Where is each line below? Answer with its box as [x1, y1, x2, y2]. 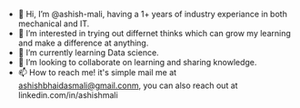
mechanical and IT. [17, 18, 90, 29]
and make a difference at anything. [17, 37, 149, 48]
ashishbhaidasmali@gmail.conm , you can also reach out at [17, 80, 238, 91]
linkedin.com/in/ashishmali [17, 90, 118, 100]
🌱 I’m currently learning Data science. [17, 47, 159, 58]
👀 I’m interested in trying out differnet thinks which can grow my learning [17, 28, 291, 38]
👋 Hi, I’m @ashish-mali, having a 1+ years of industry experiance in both [17, 9, 288, 19]
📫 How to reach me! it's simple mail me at [17, 67, 177, 77]
